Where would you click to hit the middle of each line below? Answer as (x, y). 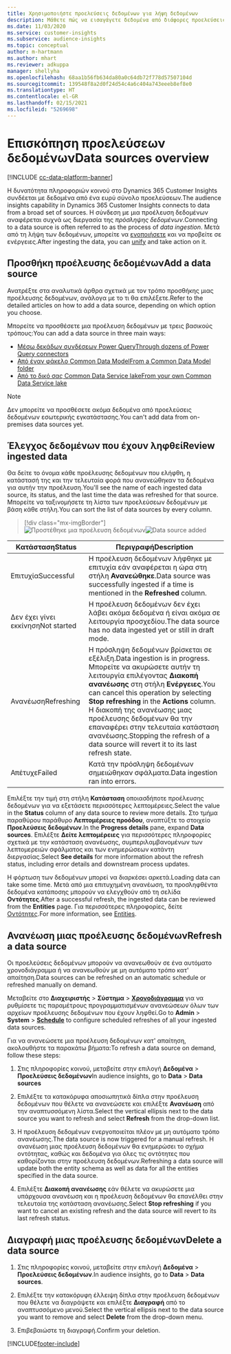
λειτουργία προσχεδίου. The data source (154, 622)
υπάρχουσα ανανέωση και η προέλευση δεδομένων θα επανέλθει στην (120, 1197)
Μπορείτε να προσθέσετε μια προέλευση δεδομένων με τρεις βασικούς (110, 326)
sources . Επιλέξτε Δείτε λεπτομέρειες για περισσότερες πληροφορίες (109, 835)
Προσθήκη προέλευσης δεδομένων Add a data (109, 263)
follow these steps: (34, 1056)
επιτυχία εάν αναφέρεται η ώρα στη (148, 567)
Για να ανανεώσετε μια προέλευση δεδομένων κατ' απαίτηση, (97, 1041)
